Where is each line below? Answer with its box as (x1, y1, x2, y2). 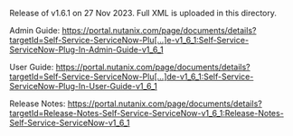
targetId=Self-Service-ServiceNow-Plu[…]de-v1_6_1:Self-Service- (9, 71, 254, 82)
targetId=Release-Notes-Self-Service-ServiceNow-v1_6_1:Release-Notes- (9, 108, 285, 118)
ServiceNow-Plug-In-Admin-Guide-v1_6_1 (9, 44, 165, 55)
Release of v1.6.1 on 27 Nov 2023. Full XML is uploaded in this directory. (9, 8, 278, 18)
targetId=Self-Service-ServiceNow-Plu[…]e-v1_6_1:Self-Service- (9, 35, 250, 45)
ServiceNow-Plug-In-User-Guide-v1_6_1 (9, 81, 158, 91)
